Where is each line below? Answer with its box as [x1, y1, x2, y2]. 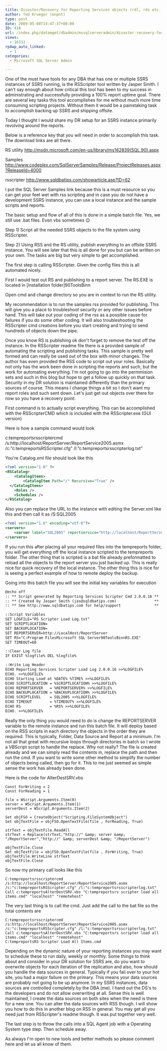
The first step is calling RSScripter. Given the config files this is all [5, 262, 140, 268]
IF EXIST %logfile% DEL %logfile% [5, 654, 77, 659]
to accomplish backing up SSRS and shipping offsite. [5, 108, 113, 114]
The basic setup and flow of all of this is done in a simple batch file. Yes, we [5, 212, 161, 218]
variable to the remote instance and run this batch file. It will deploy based [5, 723, 157, 729]
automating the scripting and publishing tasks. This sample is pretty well [5, 348, 153, 354]
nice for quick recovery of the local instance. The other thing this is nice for [5, 565, 160, 571]
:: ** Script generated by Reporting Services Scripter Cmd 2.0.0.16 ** [5, 594, 159, 599]
